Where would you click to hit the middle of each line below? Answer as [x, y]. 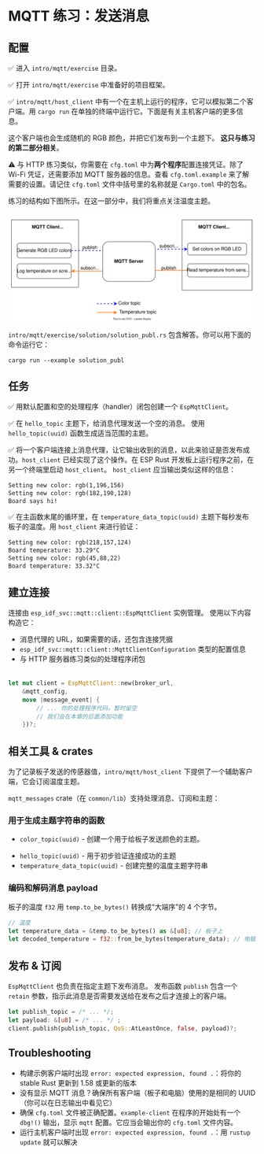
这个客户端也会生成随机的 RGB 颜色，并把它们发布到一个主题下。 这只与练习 [132, 138]
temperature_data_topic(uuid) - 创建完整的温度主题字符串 [114, 866]
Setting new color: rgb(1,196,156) [66, 486]
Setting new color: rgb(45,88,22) [65, 559]
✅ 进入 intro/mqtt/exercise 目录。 [65, 68]
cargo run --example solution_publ [66, 360]
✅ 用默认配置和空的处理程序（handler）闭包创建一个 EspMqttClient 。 [121, 407]
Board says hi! [33, 501]
